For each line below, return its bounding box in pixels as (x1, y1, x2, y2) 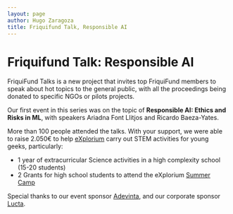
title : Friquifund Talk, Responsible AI (7, 23, 128, 30)
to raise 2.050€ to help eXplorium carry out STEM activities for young (7, 135, 209, 143)
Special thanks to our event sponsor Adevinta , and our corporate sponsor (7, 192, 220, 201)
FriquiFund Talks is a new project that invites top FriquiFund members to (7, 77, 217, 85)
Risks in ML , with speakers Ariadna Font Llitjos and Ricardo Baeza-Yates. (7, 114, 220, 122)
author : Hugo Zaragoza (7, 17, 74, 24)
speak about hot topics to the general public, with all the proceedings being (7, 85, 227, 93)
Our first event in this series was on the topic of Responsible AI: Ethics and (7, 106, 227, 114)
